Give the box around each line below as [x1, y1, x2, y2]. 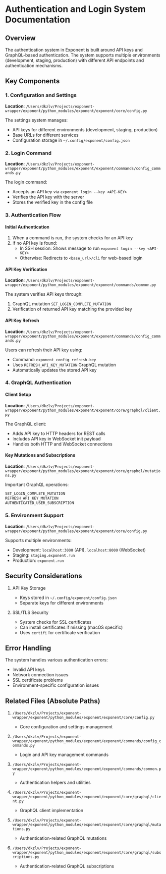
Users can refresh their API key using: [5, 347, 83, 353]
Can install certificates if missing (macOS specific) [19, 624, 123, 630]
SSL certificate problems [12, 677, 63, 683]
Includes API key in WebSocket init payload [12, 436, 101, 441]
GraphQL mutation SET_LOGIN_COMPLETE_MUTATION [12, 301, 111, 307]
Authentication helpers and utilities [19, 779, 91, 786]
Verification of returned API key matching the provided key [12, 306, 132, 312]
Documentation [5, 14, 71, 25]
